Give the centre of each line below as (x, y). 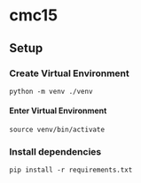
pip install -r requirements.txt (71, 170)
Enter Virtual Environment (58, 111)
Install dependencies (55, 152)
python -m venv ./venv (51, 91)
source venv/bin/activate (57, 130)
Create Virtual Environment (70, 73)
